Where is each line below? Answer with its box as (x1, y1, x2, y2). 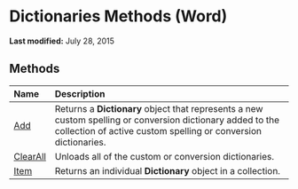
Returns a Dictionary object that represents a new (54, 102, 263, 114)
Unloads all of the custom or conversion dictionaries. (54, 150, 275, 162)
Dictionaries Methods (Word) (9, 6, 228, 27)
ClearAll (13, 150, 47, 162)
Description (54, 87, 106, 99)
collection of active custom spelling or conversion (54, 124, 263, 137)
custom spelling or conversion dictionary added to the (54, 114, 280, 126)
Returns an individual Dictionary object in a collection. (54, 164, 281, 177)
